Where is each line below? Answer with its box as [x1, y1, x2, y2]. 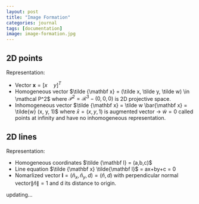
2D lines [6, 132, 38, 142]
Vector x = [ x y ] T [14, 80, 61, 88]
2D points [6, 53, 43, 63]
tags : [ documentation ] [6, 25, 63, 32]
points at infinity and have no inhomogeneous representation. [14, 115, 166, 122]
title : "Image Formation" [6, 14, 70, 20]
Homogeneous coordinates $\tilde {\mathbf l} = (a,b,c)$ [14, 159, 153, 166]
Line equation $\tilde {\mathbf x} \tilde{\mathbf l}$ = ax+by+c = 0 [14, 165, 176, 173]
